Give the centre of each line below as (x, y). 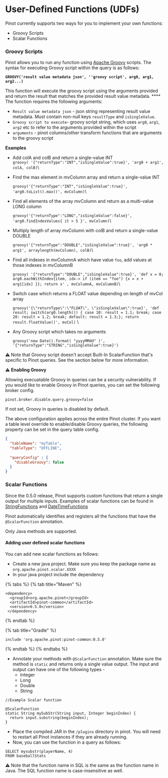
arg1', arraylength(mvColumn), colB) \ (53, 250)
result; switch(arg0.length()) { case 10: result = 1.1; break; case (87, 313)
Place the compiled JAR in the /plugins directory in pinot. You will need (87, 731)
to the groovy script (33, 138)
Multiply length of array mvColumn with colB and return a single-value (85, 231)
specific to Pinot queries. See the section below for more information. (77, 360)
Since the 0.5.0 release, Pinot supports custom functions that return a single (84, 495)
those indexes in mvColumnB (43, 265)
